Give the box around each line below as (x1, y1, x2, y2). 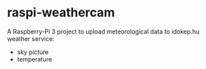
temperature (16, 55, 53, 63)
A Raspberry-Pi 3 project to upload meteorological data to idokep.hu (7, 27, 200, 36)
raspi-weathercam (7, 5, 115, 20)
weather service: (7, 34, 55, 42)
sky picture (16, 48, 49, 56)
